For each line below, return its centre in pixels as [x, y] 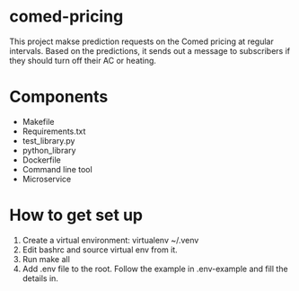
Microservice [47, 179]
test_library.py [48, 140]
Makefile [38, 121]
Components [59, 97]
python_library [49, 150]
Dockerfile [41, 160]
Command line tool [57, 169]
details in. [40, 278]
